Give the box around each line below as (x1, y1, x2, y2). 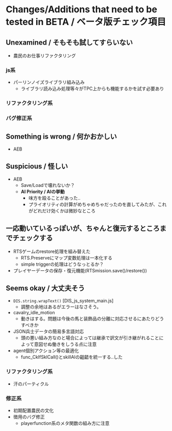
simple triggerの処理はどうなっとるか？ (20, 261, 104, 267)
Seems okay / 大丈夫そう (6, 284, 85, 292)
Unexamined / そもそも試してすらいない (6, 38, 133, 47)
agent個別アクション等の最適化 (13, 348, 79, 354)
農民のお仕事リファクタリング (13, 53, 76, 58)
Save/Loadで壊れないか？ (20, 182, 75, 188)
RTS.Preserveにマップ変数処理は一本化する (20, 254, 113, 261)
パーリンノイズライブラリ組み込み (13, 79, 85, 85)
